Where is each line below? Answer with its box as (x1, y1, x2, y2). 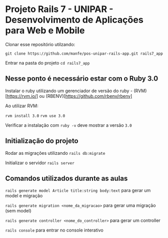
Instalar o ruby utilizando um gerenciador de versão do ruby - (5, 88, 133, 94)
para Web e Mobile (5, 25, 85, 36)
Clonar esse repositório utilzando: (5, 41, 75, 47)
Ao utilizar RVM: (5, 103, 39, 109)
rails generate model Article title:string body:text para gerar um (5, 187, 151, 193)
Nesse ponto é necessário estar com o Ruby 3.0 (5, 74, 158, 83)
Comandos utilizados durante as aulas (5, 174, 128, 182)
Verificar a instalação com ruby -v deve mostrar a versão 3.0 (5, 122, 132, 128)
